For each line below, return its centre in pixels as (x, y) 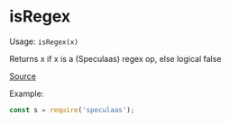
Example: (27, 93)
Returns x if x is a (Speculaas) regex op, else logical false (115, 58)
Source (23, 76)
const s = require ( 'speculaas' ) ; (72, 110)
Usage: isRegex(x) (44, 41)
